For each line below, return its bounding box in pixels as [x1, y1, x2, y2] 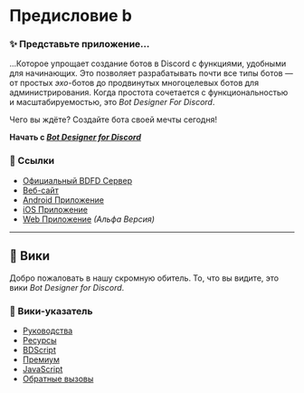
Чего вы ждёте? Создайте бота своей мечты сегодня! [9, 114, 217, 125]
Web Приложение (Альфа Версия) [22, 214, 156, 225]
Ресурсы [22, 334, 57, 345]
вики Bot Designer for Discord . [9, 282, 125, 292]
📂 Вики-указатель [9, 304, 93, 317]
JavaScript [22, 363, 63, 374]
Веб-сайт [22, 185, 59, 196]
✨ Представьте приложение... [9, 38, 150, 51]
